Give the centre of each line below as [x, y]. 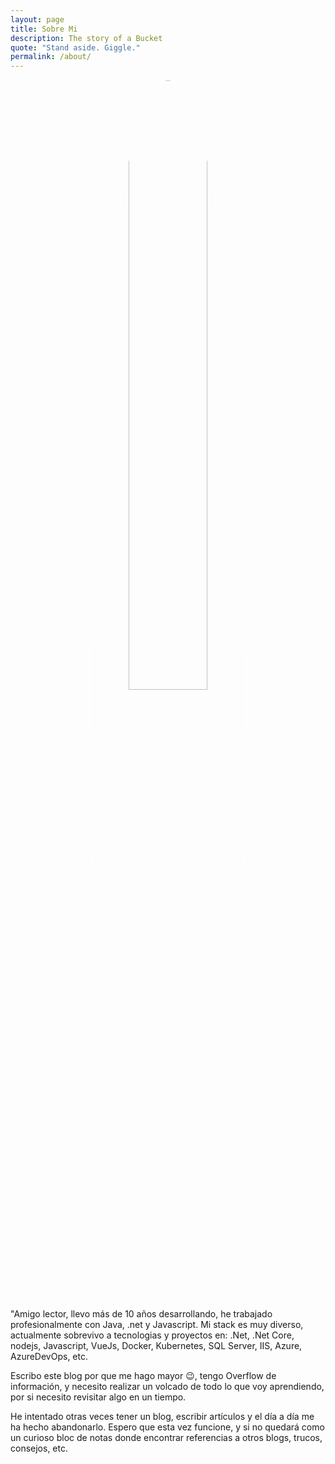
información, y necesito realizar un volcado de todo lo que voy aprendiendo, [167, 1387]
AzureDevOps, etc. [49, 1357]
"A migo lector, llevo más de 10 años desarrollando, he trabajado [141, 1314]
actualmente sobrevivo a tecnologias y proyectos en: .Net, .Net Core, [152, 1335]
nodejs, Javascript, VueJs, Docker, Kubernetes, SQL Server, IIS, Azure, [156, 1346]
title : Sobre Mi [44, 29]
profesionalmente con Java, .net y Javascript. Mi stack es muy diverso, [157, 1325]
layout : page [37, 19]
